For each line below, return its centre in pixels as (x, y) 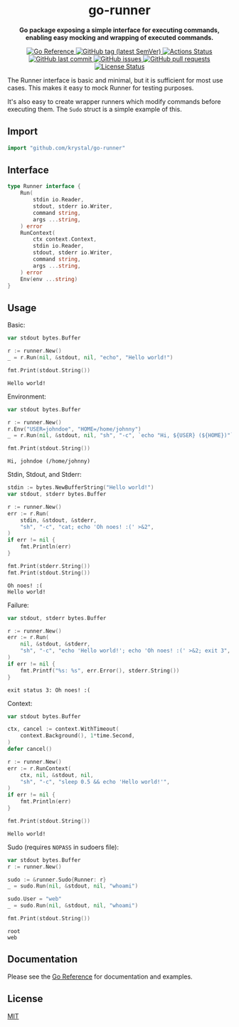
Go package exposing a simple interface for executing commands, (119, 30)
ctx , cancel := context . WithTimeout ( (63, 729)
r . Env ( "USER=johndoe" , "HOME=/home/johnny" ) (74, 429)
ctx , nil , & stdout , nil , (57, 775)
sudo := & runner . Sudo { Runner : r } (57, 880)
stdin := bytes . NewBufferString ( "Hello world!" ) (81, 488)
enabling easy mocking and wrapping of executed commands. (119, 37)
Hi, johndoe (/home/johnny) (49, 461)
